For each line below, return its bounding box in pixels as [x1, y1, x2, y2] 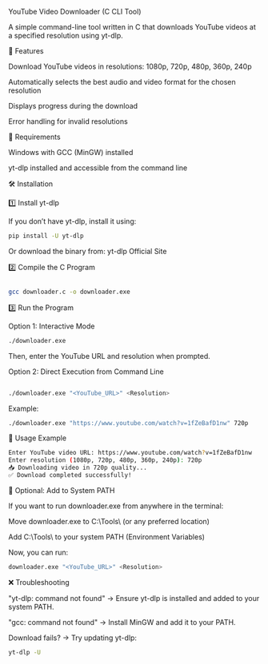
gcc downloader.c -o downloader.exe [8, 288, 130, 296]
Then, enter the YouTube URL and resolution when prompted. [8, 351, 210, 360]
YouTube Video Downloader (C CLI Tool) [8, 7, 142, 16]
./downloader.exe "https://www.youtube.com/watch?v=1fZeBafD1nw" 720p [8, 419, 249, 427]
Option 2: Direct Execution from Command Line [8, 367, 164, 376]
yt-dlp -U [8, 648, 42, 656]
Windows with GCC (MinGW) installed [8, 148, 134, 157]
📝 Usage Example [8, 433, 66, 443]
